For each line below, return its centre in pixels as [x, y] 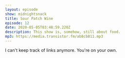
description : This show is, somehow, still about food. [63, 32]
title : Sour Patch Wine [29, 18]
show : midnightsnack [26, 14]
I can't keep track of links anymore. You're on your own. [61, 50]
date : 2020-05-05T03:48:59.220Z [38, 28]
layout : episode [21, 9]
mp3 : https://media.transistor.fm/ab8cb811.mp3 [54, 37]
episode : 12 [17, 23]
